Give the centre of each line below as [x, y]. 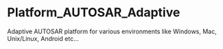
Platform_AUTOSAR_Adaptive [94, 13]
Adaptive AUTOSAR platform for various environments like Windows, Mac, [112, 31]
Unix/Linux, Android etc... [43, 38]
